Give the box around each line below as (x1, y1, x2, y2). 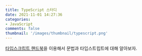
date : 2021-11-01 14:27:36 (5, 12, 63, 17)
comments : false (5, 26, 40, 31)
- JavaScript (5, 21, 33, 27)
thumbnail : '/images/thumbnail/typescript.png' (5, 31, 108, 36)
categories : (5, 17, 31, 22)
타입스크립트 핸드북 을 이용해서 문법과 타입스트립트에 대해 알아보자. (5, 45, 137, 51)
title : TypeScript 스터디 (5, 7, 57, 13)
